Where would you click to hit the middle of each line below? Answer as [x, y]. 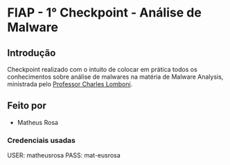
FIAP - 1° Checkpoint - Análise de [105, 13]
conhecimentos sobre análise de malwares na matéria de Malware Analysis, [115, 77]
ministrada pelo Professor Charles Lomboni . [70, 84]
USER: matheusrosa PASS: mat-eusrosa [64, 155]
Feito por [27, 106]
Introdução [32, 53]
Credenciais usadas [42, 140]
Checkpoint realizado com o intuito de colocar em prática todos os [102, 69]
